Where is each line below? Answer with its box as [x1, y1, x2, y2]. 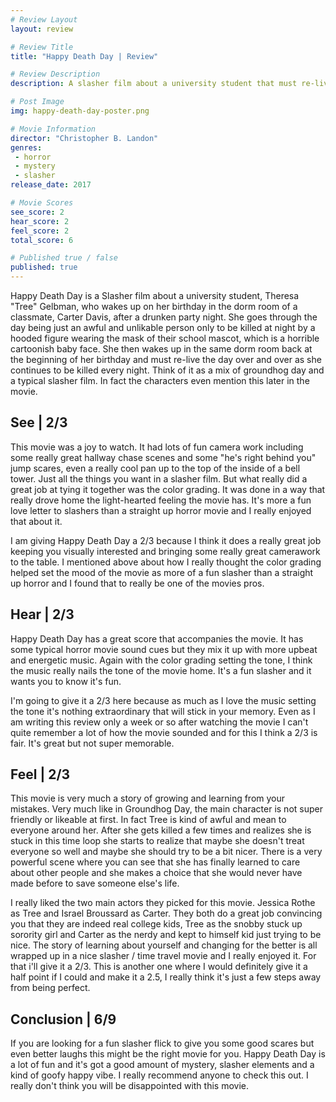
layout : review [10, 24, 74, 34]
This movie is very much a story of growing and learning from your [10, 792, 286, 805]
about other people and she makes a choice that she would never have [10, 867, 303, 879]
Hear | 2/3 [10, 606, 75, 623]
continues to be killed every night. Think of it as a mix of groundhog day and [10, 364, 325, 376]
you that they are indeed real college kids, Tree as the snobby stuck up [10, 918, 303, 930]
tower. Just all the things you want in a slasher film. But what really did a [10, 472, 308, 485]
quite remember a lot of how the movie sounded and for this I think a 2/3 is [10, 726, 318, 738]
